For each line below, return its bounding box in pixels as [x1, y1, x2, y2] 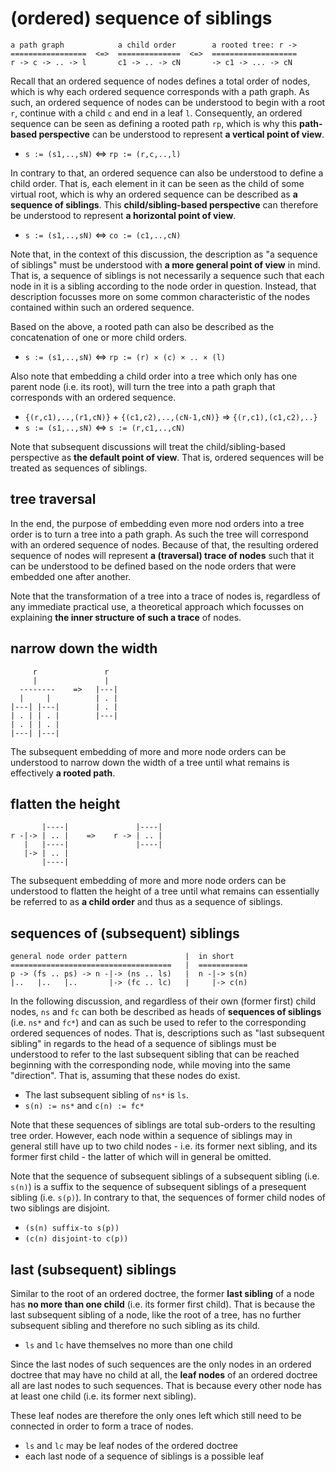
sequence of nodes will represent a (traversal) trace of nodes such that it [10, 549, 315, 561]
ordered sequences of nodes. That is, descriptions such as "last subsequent [10, 1027, 325, 1039]
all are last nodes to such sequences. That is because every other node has [10, 1380, 322, 1391]
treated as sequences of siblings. [10, 462, 148, 474]
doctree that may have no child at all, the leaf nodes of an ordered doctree [10, 1369, 318, 1381]
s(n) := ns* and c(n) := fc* [24, 1100, 145, 1112]
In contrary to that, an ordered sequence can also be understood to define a [10, 167, 324, 179]
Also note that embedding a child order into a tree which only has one [10, 370, 298, 382]
